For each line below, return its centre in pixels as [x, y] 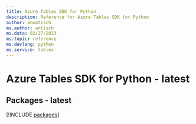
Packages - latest [39, 100]
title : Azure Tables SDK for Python [51, 11]
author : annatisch [29, 22]
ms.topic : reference [32, 39]
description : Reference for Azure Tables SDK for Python [78, 17]
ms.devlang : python [30, 45]
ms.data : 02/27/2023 [32, 33]
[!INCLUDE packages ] [33, 115]
